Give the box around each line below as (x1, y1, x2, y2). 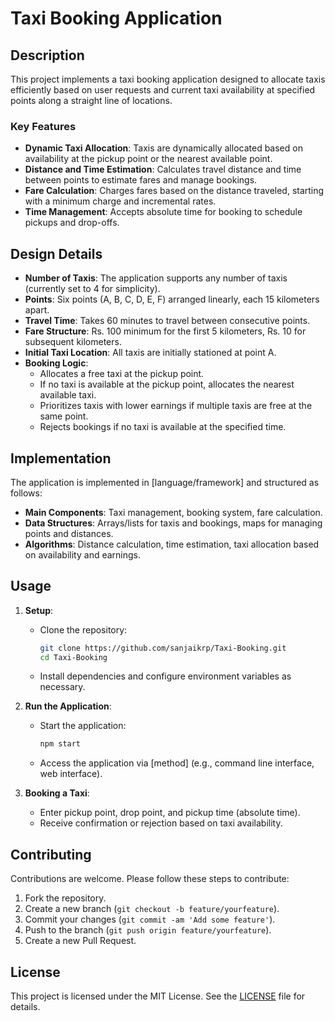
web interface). (39, 768, 103, 780)
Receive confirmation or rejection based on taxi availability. (39, 817, 283, 829)
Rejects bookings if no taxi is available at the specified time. (39, 421, 287, 433)
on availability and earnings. (24, 548, 141, 561)
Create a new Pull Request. (24, 935, 137, 947)
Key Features (10, 119, 77, 133)
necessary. (39, 681, 86, 693)
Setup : (24, 604, 54, 616)
